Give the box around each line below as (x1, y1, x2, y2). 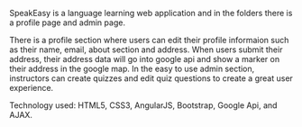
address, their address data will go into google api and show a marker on (9, 54, 280, 64)
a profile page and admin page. (9, 17, 126, 28)
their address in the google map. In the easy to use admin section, (9, 63, 255, 74)
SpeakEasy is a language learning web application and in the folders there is (9, 8, 293, 18)
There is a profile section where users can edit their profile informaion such (9, 35, 289, 45)
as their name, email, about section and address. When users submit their (9, 44, 283, 55)
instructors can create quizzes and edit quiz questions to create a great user (9, 73, 293, 84)
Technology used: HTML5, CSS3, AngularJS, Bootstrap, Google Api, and (9, 100, 278, 111)
